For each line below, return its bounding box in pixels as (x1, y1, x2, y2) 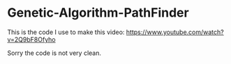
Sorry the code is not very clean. (7, 49, 101, 57)
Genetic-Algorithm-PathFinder (7, 5, 190, 21)
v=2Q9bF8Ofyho (7, 35, 56, 43)
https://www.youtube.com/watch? (126, 28, 225, 36)
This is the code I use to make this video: (7, 28, 125, 36)
